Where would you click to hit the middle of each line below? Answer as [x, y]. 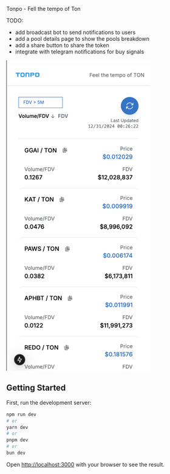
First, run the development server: [49, 402]
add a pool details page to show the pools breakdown [82, 39]
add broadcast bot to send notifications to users [75, 32]
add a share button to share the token [62, 45]
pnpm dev [17, 440]
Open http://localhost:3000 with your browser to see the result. [86, 464]
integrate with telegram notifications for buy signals [80, 52]
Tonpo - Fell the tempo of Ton [43, 9]
